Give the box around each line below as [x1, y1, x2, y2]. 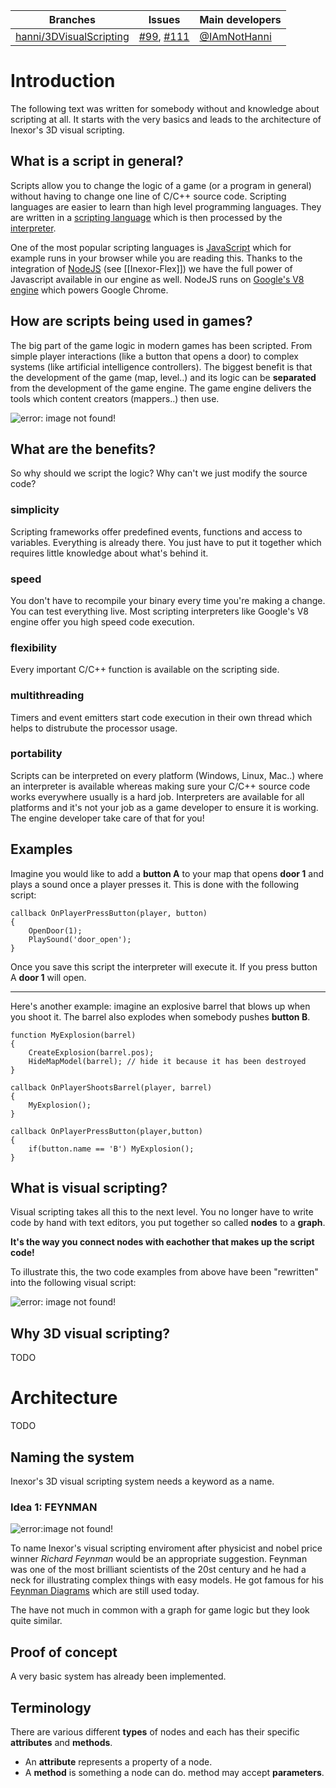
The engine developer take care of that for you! [10, 812, 205, 824]
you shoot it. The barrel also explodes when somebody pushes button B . [10, 1010, 311, 1023]
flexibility [10, 640, 58, 654]
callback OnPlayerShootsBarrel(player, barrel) [10, 1082, 213, 1093]
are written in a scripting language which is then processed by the [10, 211, 283, 223]
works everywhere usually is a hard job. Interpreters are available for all [10, 790, 305, 803]
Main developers [199, 13, 282, 26]
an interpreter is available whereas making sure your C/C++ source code [10, 780, 311, 792]
